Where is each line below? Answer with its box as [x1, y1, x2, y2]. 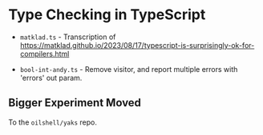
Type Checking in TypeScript [8, 6, 206, 24]
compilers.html [19, 49, 70, 58]
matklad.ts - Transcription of [19, 32, 116, 42]
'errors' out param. [19, 73, 83, 82]
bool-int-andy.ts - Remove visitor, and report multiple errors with [19, 64, 238, 73]
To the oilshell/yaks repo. [8, 117, 98, 127]
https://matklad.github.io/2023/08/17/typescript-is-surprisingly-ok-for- [19, 40, 255, 50]
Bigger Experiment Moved [8, 96, 142, 109]
